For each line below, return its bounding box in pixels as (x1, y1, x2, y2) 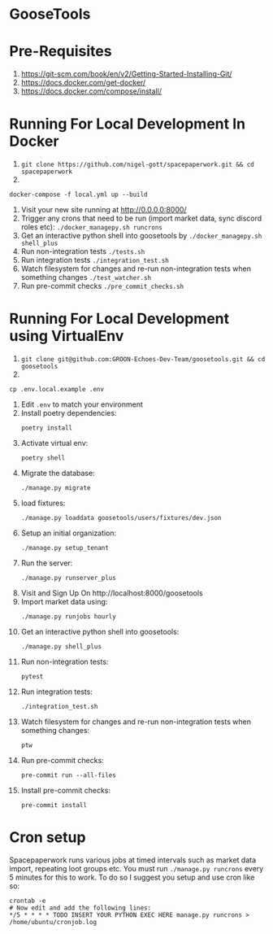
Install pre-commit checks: (20, 786, 111, 795)
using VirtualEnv (9, 327, 124, 346)
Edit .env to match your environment (20, 399, 143, 409)
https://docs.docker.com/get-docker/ (20, 78, 146, 88)
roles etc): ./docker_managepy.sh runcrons (20, 222, 163, 232)
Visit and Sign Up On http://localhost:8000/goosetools (20, 588, 203, 598)
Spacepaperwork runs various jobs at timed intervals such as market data (9, 855, 257, 865)
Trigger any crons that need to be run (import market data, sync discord (20, 213, 262, 224)
